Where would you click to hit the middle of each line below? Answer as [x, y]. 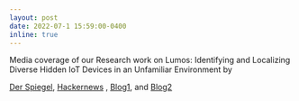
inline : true [34, 34]
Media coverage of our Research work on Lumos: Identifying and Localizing [150, 60]
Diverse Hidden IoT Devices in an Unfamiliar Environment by [121, 69]
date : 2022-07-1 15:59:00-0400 [68, 26]
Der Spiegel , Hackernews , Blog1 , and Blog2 [91, 87]
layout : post [34, 18]
